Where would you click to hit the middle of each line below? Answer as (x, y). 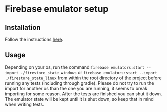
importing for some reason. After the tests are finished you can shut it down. (84, 94)
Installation (23, 28)
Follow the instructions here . (34, 39)
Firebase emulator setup (57, 9)
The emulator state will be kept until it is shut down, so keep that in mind (79, 99)
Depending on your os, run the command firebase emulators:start (75, 67)
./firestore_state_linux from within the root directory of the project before (83, 78)
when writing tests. (25, 104)
